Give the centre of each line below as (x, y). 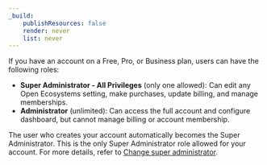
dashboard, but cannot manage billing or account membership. (125, 120)
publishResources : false (65, 23)
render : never (46, 31)
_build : (21, 16)
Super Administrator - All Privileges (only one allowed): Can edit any (136, 85)
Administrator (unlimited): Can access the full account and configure (135, 111)
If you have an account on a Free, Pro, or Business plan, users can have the (134, 61)
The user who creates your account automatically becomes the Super (124, 135)
